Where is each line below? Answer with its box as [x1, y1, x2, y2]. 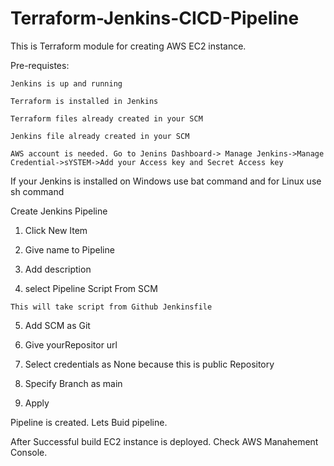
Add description [24, 263, 92, 275]
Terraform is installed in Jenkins [10, 96, 159, 106]
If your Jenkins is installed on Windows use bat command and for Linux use [10, 175, 322, 187]
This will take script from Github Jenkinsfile [10, 302, 213, 312]
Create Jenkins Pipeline [10, 205, 108, 217]
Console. [10, 446, 48, 458]
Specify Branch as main [24, 377, 123, 389]
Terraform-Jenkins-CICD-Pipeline [10, 7, 300, 30]
